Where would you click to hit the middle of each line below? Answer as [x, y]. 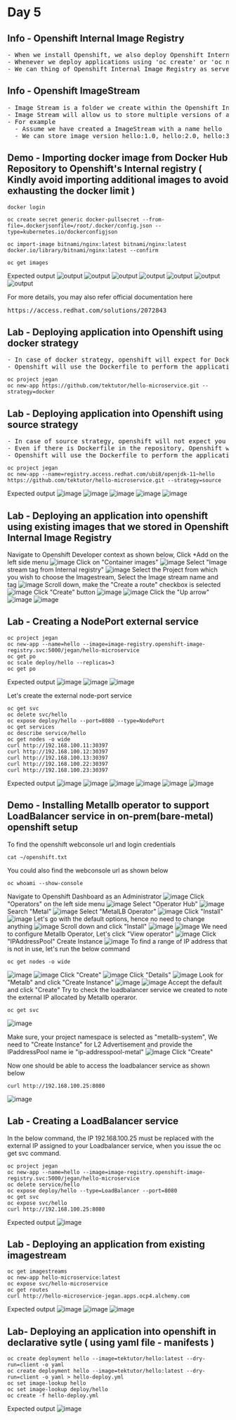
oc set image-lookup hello [47, 1383]
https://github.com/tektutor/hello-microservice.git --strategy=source [114, 481]
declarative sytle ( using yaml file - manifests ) [111, 1342]
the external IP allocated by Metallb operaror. [72, 997]
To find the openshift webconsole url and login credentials [91, 844]
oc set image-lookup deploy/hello [58, 1390]
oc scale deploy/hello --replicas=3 [61, 662]
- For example [32, 122]
